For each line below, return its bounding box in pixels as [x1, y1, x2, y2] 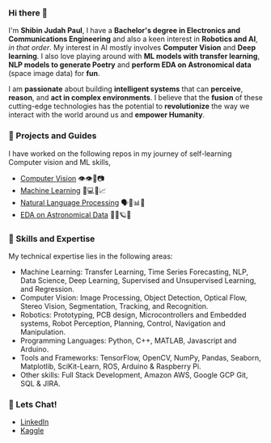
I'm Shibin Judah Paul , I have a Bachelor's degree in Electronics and [8, 26, 241, 36]
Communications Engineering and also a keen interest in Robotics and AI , [8, 34, 258, 44]
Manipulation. [19, 327, 66, 336]
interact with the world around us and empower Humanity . [8, 110, 205, 120]
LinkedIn [19, 417, 49, 427]
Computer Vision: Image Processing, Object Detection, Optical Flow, [19, 293, 248, 302]
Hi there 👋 [8, 7, 49, 19]
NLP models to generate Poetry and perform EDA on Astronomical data [8, 60, 252, 70]
